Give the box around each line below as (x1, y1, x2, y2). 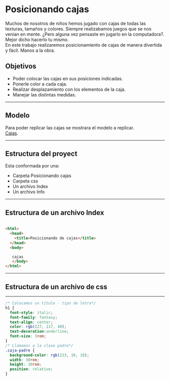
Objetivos (5, 62, 36, 71)
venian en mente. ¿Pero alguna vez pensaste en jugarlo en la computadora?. (5, 31, 164, 37)
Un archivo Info (12, 189, 45, 195)
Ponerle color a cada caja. (12, 81, 67, 87)
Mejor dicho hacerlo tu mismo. (5, 37, 69, 43)
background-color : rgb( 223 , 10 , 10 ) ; (10, 353, 90, 358)
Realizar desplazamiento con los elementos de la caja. (12, 86, 126, 92)
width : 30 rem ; (10, 357, 39, 362)
